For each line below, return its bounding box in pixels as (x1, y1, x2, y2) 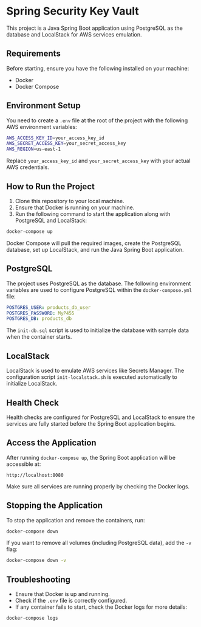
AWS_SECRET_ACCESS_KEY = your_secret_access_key (6, 140, 126, 147)
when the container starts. (6, 333, 72, 341)
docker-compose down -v (6, 558, 67, 564)
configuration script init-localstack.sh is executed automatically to (6, 373, 177, 381)
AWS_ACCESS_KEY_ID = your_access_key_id (6, 135, 104, 141)
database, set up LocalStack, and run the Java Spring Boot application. (6, 246, 184, 253)
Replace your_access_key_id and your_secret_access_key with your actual (6, 157, 191, 165)
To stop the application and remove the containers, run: (6, 516, 145, 524)
